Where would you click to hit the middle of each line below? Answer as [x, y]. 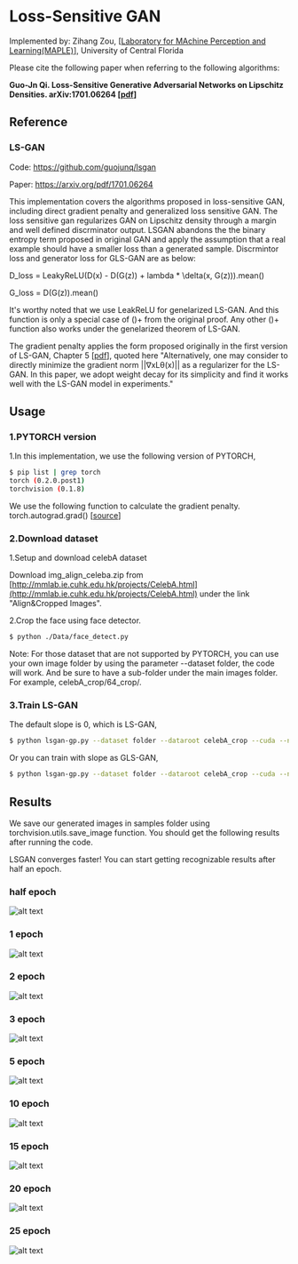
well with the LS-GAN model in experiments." [91, 383]
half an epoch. [35, 868]
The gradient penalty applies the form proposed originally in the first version [149, 346]
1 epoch [26, 934]
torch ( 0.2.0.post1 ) [47, 481]
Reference [39, 122]
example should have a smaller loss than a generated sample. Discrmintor [144, 248]
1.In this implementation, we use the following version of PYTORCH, [133, 456]
